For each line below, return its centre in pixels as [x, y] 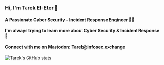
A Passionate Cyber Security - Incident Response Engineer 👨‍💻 [70, 20]
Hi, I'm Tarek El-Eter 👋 [31, 8]
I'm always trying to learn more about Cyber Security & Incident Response [82, 31]
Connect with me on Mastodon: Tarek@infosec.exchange [65, 47]
